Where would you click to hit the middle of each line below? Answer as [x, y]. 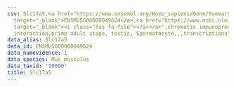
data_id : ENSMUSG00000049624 [50, 46]
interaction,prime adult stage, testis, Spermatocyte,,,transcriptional [122, 33]
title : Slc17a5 [29, 72]
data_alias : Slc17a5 [38, 40]
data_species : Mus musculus [48, 60]
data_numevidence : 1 [38, 53]
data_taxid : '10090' [38, 66]
